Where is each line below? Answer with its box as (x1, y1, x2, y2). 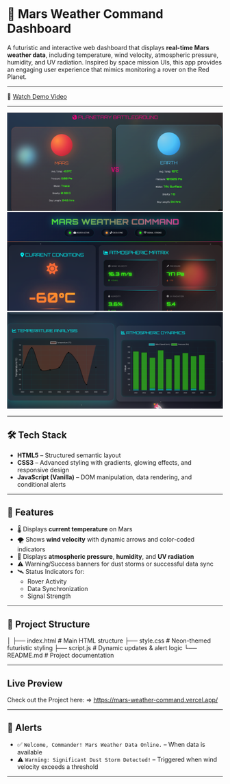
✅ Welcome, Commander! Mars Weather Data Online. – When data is (16, 740, 205, 748)
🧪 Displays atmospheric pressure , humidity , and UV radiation (16, 553, 194, 561)
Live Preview (7, 678, 63, 689)
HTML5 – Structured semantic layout (16, 451, 121, 459)
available (16, 748, 42, 756)
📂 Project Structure (7, 618, 90, 630)
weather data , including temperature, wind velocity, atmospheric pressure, (7, 51, 219, 59)
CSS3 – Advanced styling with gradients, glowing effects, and (16, 458, 192, 466)
